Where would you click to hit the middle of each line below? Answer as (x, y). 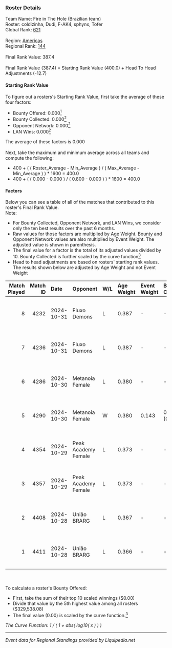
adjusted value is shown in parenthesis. (54, 245)
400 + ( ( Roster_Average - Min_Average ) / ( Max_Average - (76, 168)
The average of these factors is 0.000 (45, 142)
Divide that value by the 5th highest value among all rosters (75, 603)
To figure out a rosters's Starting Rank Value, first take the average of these (85, 97)
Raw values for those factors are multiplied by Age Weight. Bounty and (87, 234)
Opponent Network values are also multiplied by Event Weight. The (83, 239)
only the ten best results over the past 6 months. (64, 228)
